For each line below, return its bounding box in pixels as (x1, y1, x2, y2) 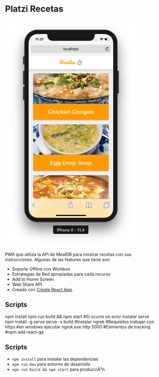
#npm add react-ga (5, 329, 44, 335)
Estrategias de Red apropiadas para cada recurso (12, 271, 111, 277)
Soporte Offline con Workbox (12, 266, 71, 272)
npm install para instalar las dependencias (12, 356, 99, 362)
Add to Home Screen (12, 276, 54, 282)
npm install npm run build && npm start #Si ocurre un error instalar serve (5, 313, 150, 319)
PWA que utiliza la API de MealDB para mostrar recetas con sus (5, 251, 132, 257)
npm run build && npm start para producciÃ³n (12, 366, 105, 372)
